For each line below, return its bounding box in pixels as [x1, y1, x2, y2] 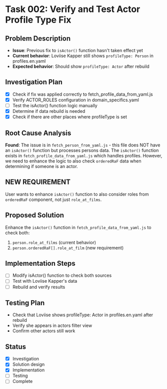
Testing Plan [5, 298, 45, 307]
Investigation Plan [5, 78, 62, 86]
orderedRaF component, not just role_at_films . [5, 197, 102, 203]
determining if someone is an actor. [5, 163, 78, 169]
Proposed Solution [5, 211, 64, 220]
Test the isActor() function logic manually [12, 102, 97, 108]
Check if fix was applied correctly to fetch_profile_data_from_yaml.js [12, 91, 153, 97]
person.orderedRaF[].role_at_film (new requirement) [12, 245, 124, 251]
